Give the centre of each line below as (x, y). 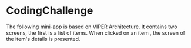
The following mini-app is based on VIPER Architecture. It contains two (92, 27)
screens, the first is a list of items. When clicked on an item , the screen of (96, 32)
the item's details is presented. (43, 39)
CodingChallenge (50, 11)
